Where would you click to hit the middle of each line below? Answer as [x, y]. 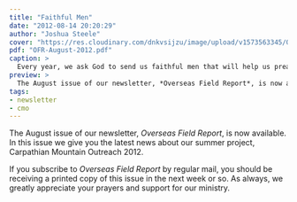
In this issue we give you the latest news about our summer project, [132, 143]
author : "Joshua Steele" [55, 34]
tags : [19, 91]
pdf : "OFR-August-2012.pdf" [61, 50]
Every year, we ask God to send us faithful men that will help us [144, 67]
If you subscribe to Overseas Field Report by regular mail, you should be [141, 169]
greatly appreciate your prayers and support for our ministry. [120, 188]
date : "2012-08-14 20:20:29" [63, 26]
